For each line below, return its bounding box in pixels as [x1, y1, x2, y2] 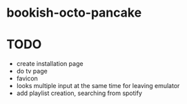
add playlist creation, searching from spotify [16, 89, 143, 98]
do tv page [16, 67, 48, 76]
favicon [16, 74, 39, 83]
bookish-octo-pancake [6, 5, 142, 21]
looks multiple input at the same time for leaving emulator [16, 82, 180, 90]
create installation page [16, 60, 83, 68]
